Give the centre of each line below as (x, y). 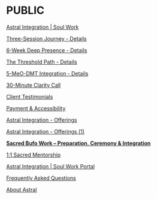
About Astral (22, 189)
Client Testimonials (30, 97)
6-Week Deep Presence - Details (47, 50)
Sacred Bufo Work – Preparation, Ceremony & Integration (78, 143)
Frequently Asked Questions (41, 178)
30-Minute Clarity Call (34, 85)
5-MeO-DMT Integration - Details (47, 73)
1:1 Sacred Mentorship (34, 155)
